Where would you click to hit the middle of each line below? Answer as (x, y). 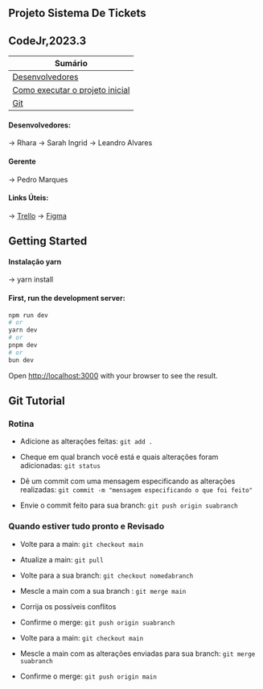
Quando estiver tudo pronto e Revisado (86, 526)
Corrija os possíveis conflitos (68, 606)
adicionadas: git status (60, 466)
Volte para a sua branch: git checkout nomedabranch (107, 575)
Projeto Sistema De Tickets (77, 13)
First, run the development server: (67, 298)
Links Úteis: (29, 198)
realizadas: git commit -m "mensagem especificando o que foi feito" (136, 490)
